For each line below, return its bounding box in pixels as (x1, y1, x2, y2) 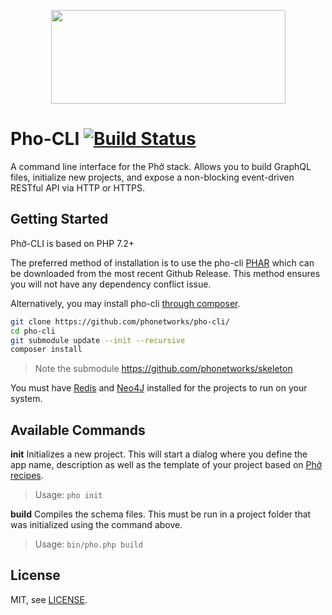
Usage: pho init (34, 489, 103, 501)
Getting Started (10, 211, 109, 228)
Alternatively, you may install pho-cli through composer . (10, 297, 241, 309)
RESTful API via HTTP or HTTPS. (10, 181, 145, 194)
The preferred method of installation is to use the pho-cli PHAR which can (10, 256, 315, 269)
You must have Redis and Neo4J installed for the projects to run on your (10, 382, 308, 394)
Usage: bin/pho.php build (34, 538, 143, 550)
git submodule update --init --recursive (10, 335, 186, 345)
